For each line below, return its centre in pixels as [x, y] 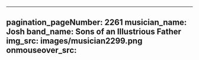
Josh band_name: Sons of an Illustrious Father [94, 32]
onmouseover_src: [41, 50]
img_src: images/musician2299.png [74, 41]
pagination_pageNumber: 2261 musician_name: [97, 22]
